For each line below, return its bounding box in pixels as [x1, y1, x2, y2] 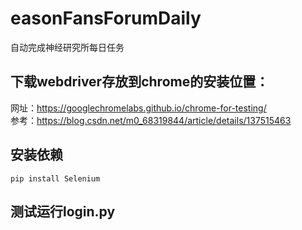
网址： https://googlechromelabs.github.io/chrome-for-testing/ [10, 102, 267, 114]
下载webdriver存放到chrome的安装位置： [10, 73, 270, 91]
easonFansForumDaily [10, 7, 202, 30]
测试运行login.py [10, 203, 116, 220]
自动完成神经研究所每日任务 [10, 41, 125, 53]
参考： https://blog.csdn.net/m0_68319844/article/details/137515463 [10, 114, 292, 126]
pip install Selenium [10, 173, 101, 184]
